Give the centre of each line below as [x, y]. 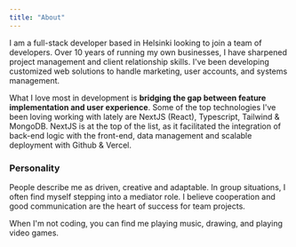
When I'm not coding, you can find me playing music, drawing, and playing [146, 223]
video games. [34, 233]
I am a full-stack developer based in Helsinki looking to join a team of [136, 43]
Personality [35, 168]
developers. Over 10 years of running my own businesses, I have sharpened [148, 52]
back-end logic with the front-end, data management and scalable [131, 135]
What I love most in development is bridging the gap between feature [138, 98]
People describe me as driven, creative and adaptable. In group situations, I [148, 187]
